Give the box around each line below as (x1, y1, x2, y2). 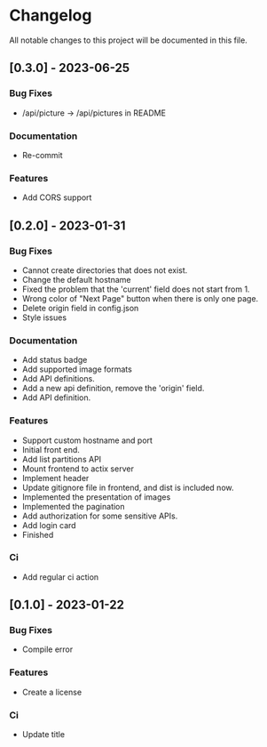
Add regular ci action (21, 571, 99, 582)
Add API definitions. (21, 373, 95, 384)
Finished (21, 529, 54, 540)
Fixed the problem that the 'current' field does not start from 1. (21, 284, 250, 294)
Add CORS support (21, 192, 92, 203)
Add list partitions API (21, 454, 102, 464)
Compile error (21, 644, 74, 655)
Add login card (21, 519, 77, 530)
